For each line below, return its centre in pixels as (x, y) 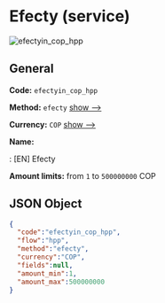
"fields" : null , (45, 265)
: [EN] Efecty (32, 159)
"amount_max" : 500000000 (61, 282)
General (32, 69)
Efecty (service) (70, 16)
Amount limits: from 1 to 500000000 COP (83, 175)
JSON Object (46, 204)
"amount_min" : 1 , (47, 273)
